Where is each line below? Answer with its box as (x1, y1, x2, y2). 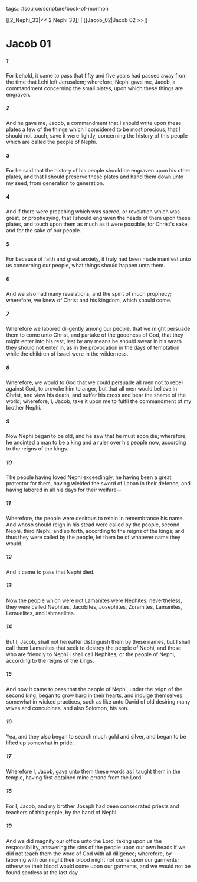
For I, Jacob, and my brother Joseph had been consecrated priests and (6, 803, 179, 810)
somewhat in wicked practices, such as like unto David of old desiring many (6, 698, 191, 705)
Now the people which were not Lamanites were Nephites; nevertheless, (6, 597, 183, 604)
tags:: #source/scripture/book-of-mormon (6, 5, 109, 12)
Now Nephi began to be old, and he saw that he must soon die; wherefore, (6, 432, 188, 439)
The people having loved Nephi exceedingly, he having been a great (6, 474, 172, 481)
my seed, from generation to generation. (6, 180, 104, 187)
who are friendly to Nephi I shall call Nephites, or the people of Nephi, (6, 650, 176, 657)
